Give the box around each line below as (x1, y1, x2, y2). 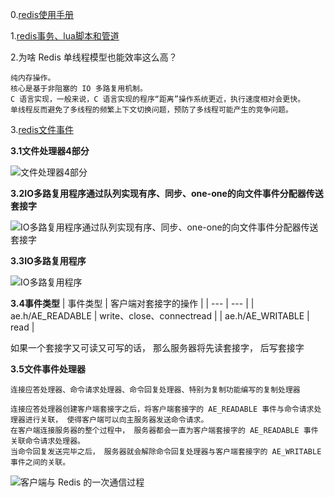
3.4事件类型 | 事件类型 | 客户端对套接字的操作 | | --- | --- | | (10, 298, 255, 309)
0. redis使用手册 (10, 9, 75, 20)
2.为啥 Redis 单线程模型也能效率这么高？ (10, 51, 178, 63)
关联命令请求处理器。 (10, 436, 85, 446)
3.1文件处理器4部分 (10, 145, 90, 157)
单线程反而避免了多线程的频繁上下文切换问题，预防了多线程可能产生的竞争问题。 (10, 105, 293, 115)
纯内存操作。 (10, 73, 56, 83)
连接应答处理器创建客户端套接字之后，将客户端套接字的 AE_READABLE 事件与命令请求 (10, 404, 315, 414)
